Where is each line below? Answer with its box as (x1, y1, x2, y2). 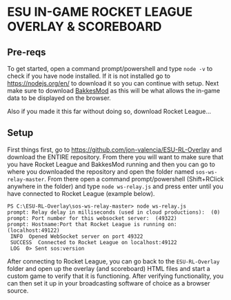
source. (7, 286, 29, 294)
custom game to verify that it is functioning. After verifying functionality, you (7, 272, 224, 280)
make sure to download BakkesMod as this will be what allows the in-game (7, 87, 221, 94)
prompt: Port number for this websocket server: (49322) (7, 214, 177, 221)
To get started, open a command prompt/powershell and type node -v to (7, 65, 213, 72)
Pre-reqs (7, 46, 46, 58)
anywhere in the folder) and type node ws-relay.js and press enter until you (7, 182, 224, 190)
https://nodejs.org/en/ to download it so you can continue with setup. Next (7, 79, 219, 87)
